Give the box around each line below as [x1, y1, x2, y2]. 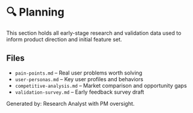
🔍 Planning [6, 5, 65, 19]
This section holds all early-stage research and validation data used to [6, 29, 182, 37]
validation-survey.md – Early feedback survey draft [15, 88, 145, 96]
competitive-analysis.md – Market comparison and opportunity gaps [15, 82, 188, 89]
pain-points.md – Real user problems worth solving [15, 69, 143, 76]
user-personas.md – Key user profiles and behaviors [15, 75, 143, 82]
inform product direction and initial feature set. [6, 35, 122, 43]
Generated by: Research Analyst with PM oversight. [6, 100, 135, 107]
